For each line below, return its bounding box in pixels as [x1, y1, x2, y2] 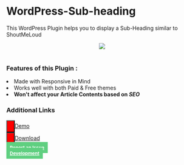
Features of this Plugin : [6, 64, 78, 72]
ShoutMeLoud [6, 30, 42, 38]
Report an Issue [10, 144, 44, 150]
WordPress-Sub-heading [6, 4, 136, 18]
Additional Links [6, 106, 55, 114]
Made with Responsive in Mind [14, 78, 91, 85]
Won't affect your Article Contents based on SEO [14, 91, 140, 98]
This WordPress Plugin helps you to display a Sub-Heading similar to [6, 24, 178, 32]
